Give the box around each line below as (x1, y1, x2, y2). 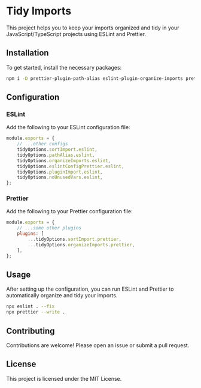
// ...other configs (17, 141, 68, 147)
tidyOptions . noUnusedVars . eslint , (17, 174, 103, 181)
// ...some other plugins (17, 225, 82, 231)
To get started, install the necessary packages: (6, 64, 122, 71)
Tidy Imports (6, 4, 72, 18)
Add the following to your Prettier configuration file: (6, 208, 133, 215)
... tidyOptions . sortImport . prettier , (28, 236, 121, 243)
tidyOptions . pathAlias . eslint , (17, 152, 95, 158)
